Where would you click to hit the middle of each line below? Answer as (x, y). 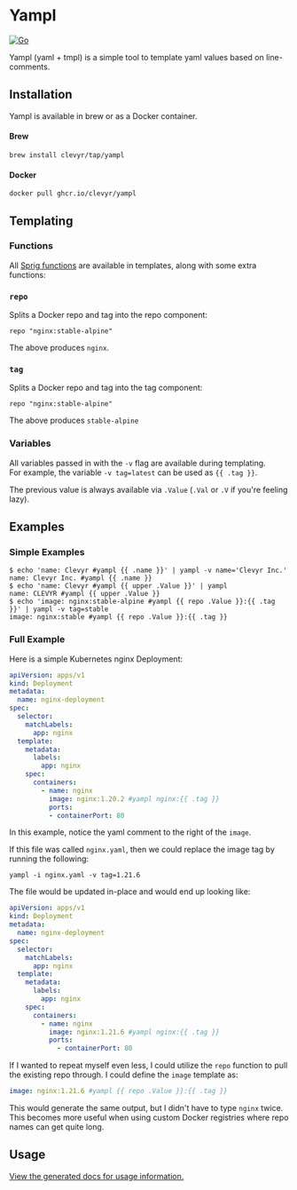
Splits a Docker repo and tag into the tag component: (106, 388)
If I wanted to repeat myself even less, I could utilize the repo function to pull (148, 1066)
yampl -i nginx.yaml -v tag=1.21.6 (75, 876)
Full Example (37, 639)
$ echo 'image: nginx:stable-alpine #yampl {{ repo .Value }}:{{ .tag (142, 602)
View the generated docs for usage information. (97, 1176)
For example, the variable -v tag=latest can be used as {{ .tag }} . (133, 472)
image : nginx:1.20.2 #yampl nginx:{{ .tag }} (134, 799)
